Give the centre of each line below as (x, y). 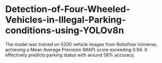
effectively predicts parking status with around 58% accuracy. (70, 55)
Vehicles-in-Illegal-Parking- (66, 20)
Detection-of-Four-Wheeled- (68, 9)
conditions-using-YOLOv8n (65, 30)
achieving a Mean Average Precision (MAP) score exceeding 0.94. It (76, 49)
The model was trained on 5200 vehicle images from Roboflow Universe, (82, 44)
